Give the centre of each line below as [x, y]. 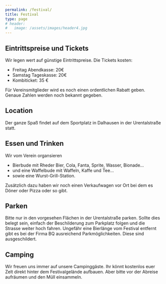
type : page [16, 19]
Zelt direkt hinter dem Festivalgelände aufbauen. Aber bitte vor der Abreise [82, 272]
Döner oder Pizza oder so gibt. [36, 190]
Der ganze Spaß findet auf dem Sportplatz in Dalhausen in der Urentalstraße [83, 122]
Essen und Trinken [34, 143]
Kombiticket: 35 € [30, 80]
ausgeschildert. [21, 239]
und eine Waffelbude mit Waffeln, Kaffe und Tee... [63, 170]
